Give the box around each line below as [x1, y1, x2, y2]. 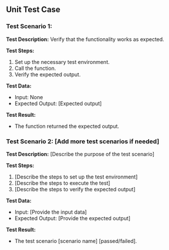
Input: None [14, 93, 43, 100]
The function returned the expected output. [14, 123, 120, 130]
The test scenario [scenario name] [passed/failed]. [14, 237, 137, 244]
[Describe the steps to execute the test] [14, 179, 111, 187]
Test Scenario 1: [6, 22, 53, 31]
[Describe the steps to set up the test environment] [14, 173, 138, 180]
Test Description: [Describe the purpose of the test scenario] [6, 150, 155, 157]
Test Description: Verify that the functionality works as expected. [6, 35, 165, 43]
